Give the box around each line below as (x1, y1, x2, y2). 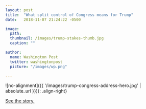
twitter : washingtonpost (10, 59, 63, 64)
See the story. (5, 98, 35, 104)
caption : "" (10, 40, 36, 46)
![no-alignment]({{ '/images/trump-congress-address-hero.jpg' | (5, 82, 141, 89)
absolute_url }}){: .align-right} (5, 88, 67, 94)
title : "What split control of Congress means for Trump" (5, 12, 134, 17)
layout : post (5, 7, 33, 13)
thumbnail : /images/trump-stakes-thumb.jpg (10, 36, 104, 41)
